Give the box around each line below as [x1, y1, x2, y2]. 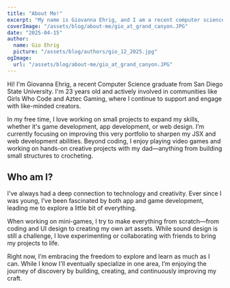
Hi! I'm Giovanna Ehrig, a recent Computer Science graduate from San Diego [7, 80, 223, 88]
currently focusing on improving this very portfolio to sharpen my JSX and [7, 130, 216, 138]
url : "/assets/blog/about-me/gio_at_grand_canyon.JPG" [13, 61, 173, 68]
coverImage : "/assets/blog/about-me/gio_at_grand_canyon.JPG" [7, 23, 188, 29]
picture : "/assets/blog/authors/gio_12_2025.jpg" [13, 49, 157, 56]
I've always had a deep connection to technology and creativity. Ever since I [7, 189, 222, 197]
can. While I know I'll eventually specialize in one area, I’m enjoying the [7, 260, 207, 268]
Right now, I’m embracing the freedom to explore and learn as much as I [7, 252, 210, 261]
